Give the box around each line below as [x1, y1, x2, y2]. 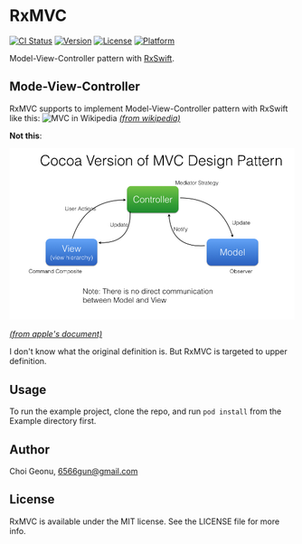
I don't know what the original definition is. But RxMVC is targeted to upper [9, 346, 288, 357]
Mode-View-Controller [9, 79, 140, 95]
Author [9, 442, 50, 457]
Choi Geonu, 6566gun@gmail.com [9, 465, 138, 476]
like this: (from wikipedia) [9, 112, 181, 123]
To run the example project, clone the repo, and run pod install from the [9, 406, 282, 417]
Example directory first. [9, 416, 97, 427]
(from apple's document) [9, 329, 103, 340]
